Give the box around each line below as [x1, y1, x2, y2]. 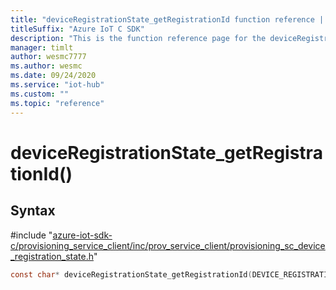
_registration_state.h [10, 250, 94, 262]
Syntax [10, 202, 56, 220]
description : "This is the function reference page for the [10, 33, 267, 43]
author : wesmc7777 [10, 52, 87, 62]
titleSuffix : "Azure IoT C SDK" [10, 24, 145, 34]
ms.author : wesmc [10, 61, 83, 71]
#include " [10, 229, 53, 241]
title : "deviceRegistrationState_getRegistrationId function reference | [10, 14, 325, 25]
